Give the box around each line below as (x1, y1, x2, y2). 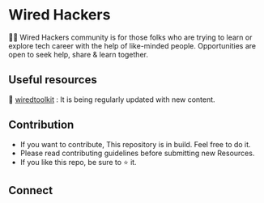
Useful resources (8, 73, 97, 87)
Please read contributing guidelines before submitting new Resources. (19, 148, 255, 158)
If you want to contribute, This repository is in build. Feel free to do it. (19, 139, 251, 149)
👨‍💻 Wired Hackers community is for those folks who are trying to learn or (8, 32, 253, 42)
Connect (8, 184, 53, 197)
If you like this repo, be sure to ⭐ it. (19, 157, 137, 167)
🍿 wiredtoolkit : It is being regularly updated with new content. (8, 95, 216, 104)
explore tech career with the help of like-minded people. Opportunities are (8, 40, 257, 50)
